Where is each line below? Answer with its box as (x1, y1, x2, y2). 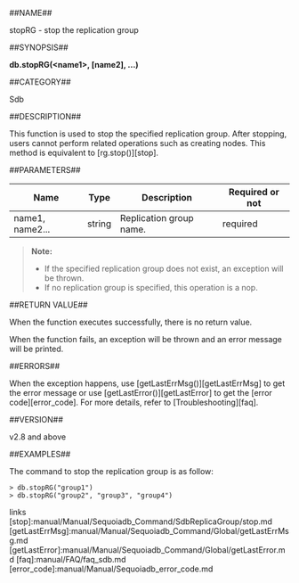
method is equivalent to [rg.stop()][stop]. (9, 147, 158, 158)
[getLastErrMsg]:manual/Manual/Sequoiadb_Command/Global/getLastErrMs (9, 526, 289, 536)
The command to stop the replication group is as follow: (9, 466, 214, 476)
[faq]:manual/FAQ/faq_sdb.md (16, 554, 126, 564)
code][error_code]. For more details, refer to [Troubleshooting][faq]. (9, 397, 259, 407)
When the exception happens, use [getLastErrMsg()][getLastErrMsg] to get (9, 378, 286, 389)
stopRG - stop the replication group (9, 25, 140, 35)
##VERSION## (9, 415, 64, 424)
